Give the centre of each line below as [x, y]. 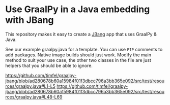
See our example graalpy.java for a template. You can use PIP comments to [84, 49]
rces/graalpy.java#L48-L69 [34, 97]
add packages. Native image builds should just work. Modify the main [78, 55]
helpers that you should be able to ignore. [49, 65]
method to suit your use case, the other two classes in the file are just [78, 60]
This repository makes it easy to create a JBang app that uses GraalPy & [81, 34]
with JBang [30, 20]
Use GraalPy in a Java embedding [78, 9]
